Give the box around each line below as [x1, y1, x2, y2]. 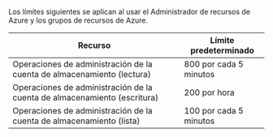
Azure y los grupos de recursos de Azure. [8, 15, 149, 25]
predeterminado [190, 45, 254, 56]
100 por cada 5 [184, 105, 244, 116]
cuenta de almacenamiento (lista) [12, 115, 141, 126]
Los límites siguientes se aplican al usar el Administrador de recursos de [8, 7, 250, 16]
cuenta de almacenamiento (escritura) [12, 92, 158, 103]
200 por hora [184, 87, 235, 98]
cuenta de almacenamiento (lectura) [12, 69, 152, 79]
